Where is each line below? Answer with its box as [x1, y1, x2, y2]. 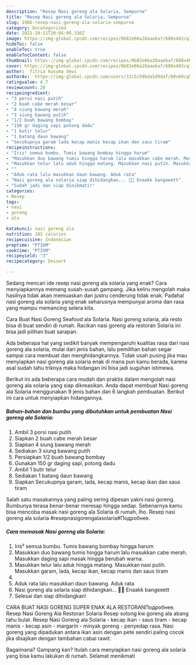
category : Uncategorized [6, 25, 66, 31]
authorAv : [6, 74, 30, 80]
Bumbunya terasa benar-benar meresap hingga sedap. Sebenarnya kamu [6, 502, 183, 509]
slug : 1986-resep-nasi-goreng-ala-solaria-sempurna [6, 19, 134, 25]
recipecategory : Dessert [6, 259, 66, 264]
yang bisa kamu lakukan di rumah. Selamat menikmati [6, 652, 135, 659]
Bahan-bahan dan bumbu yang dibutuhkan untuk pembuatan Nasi [6, 408, 172, 415]
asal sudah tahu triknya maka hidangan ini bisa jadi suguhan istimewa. [6, 364, 175, 371]
